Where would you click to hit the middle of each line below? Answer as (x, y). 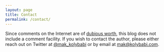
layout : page (19, 10)
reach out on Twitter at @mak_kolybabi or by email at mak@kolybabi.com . (82, 44)
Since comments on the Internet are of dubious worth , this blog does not (81, 34)
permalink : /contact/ (28, 19)
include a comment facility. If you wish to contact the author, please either (82, 39)
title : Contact (21, 15)
